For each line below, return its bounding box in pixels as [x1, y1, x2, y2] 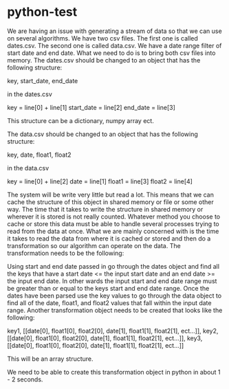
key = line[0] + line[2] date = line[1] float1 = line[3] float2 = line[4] [7, 177, 193, 186]
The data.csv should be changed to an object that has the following [7, 130, 198, 138]
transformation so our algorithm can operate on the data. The [7, 241, 181, 249]
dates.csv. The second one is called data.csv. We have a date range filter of [7, 41, 222, 49]
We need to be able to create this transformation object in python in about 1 [7, 368, 221, 376]
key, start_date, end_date [7, 76, 78, 85]
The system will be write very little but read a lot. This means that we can [7, 190, 215, 199]
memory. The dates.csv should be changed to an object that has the [7, 56, 201, 64]
